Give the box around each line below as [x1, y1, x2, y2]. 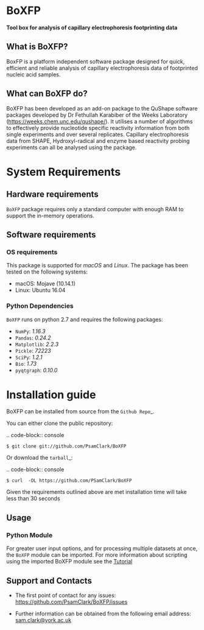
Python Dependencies [6, 302, 74, 310]
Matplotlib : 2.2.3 [15, 340, 59, 348]
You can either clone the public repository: [6, 419, 113, 427]
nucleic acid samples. [6, 71, 61, 78]
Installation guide [6, 388, 96, 402]
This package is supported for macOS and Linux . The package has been [6, 262, 189, 269]
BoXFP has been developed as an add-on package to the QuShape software [6, 104, 198, 112]
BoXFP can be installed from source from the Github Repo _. [6, 408, 155, 415]
